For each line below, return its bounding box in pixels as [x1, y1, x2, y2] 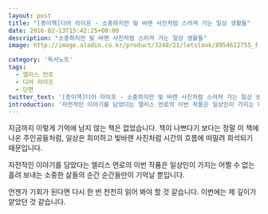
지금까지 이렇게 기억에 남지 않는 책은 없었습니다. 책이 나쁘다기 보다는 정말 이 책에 [8, 123, 259, 133]
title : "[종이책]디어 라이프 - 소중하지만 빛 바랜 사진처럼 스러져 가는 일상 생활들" [8, 19, 251, 27]
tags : [8, 63, 26, 72]
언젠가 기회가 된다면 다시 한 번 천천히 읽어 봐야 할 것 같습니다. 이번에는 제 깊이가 [8, 187, 257, 196]
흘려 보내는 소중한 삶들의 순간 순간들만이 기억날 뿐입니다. [8, 170, 185, 180]
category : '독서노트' [8, 56, 73, 64]
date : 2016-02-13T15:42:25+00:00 [8, 26, 120, 34]
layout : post [8, 11, 52, 20]
